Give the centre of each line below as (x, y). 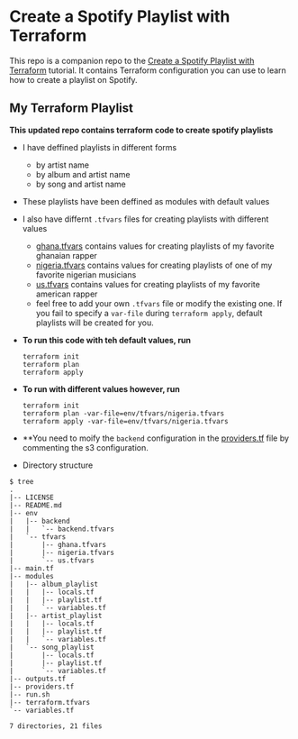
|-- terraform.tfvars (50, 702)
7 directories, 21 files (56, 726)
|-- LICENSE (32, 497)
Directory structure (58, 465)
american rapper (67, 294)
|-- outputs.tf (38, 679)
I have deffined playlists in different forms (99, 147)
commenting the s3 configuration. (85, 447)
